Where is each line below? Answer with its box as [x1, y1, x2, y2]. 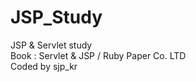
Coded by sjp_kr [10, 60, 78, 72]
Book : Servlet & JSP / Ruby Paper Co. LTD [10, 49, 187, 61]
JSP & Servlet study [10, 39, 93, 51]
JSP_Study [10, 6, 103, 29]
